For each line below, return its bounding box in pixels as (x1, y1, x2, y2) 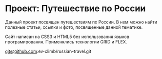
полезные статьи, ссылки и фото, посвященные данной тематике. (5, 24, 143, 30)
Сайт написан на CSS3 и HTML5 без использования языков (5, 34, 129, 39)
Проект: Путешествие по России (5, 3, 146, 14)
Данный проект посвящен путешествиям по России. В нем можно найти (5, 19, 158, 25)
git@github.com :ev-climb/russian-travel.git (5, 48, 92, 54)
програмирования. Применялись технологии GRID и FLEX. (5, 39, 127, 44)
